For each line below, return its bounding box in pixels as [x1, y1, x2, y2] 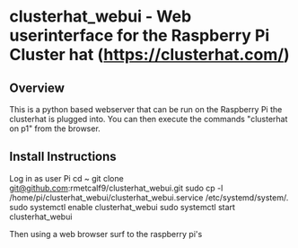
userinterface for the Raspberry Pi [9, 25, 270, 46]
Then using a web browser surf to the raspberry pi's [9, 228, 203, 239]
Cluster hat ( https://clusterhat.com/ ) [9, 45, 290, 65]
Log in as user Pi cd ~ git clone [9, 173, 124, 183]
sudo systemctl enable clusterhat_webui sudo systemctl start [9, 201, 236, 212]
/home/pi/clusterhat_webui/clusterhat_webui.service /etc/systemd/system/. [9, 191, 289, 203]
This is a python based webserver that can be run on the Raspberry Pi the [9, 104, 283, 114]
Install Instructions [9, 149, 117, 164]
